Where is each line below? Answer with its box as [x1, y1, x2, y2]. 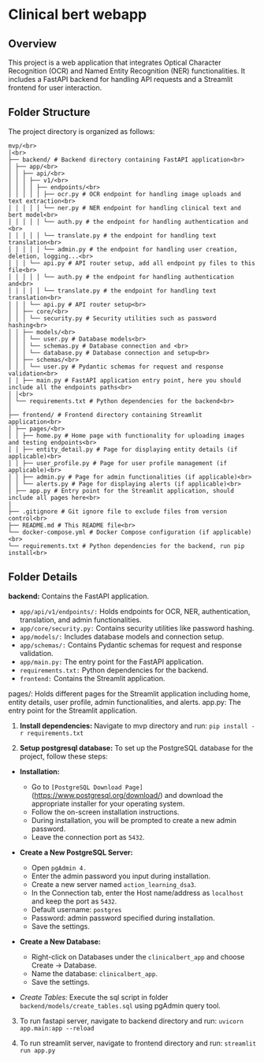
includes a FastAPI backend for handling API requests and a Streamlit [8, 75, 233, 84]
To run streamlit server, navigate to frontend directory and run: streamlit [19, 1038, 257, 1048]
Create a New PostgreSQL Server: [19, 848, 133, 857]
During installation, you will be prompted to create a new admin [31, 815, 237, 825]
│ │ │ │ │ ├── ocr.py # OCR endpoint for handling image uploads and [8, 190, 242, 198]
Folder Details [8, 570, 78, 584]
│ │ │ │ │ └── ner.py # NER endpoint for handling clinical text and [8, 203, 242, 212]
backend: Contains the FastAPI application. [8, 591, 150, 601]
